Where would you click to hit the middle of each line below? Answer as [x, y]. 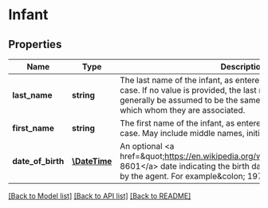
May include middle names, [193, 133]
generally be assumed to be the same [190, 100]
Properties [35, 44]
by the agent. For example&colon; [182, 176]
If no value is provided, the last [199, 90]
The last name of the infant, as [176, 80]
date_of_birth [38, 161]
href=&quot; [142, 156]
